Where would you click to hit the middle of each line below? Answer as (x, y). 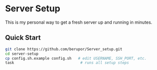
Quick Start (23, 38)
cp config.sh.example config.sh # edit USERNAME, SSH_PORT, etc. (76, 58)
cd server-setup (22, 54)
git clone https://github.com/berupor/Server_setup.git (64, 49)
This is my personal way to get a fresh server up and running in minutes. (79, 22)
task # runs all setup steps (67, 63)
